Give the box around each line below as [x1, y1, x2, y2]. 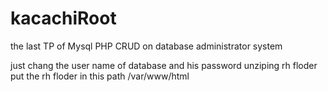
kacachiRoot [10, 7, 117, 30]
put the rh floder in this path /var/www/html [10, 70, 190, 82]
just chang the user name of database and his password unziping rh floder [10, 59, 318, 71]
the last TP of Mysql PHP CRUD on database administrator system [10, 40, 283, 52]
